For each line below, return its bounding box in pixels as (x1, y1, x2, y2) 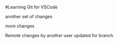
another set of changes (5, 14, 53, 19)
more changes (5, 23, 35, 29)
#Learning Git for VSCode (5, 4, 58, 10)
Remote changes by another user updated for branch (5, 33, 114, 38)
